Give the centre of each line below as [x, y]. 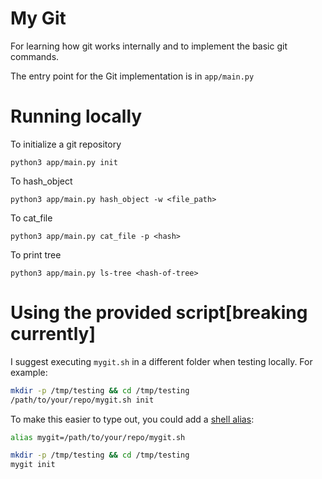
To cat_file [31, 218]
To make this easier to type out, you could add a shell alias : [132, 419]
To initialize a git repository [66, 144]
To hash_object [41, 181]
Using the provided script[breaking [159, 313]
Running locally [76, 116]
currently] [53, 334]
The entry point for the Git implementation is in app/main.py [132, 76]
